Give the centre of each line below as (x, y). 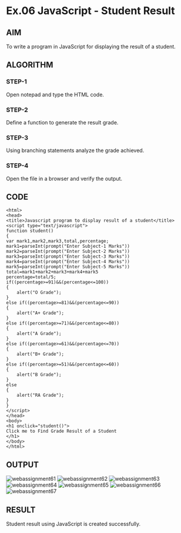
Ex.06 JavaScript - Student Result (90, 11)
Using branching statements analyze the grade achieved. (75, 150)
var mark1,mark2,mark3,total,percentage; (58, 241)
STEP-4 (17, 166)
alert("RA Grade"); (41, 395)
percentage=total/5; (31, 277)
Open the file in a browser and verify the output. (64, 178)
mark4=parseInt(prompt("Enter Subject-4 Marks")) (68, 262)
